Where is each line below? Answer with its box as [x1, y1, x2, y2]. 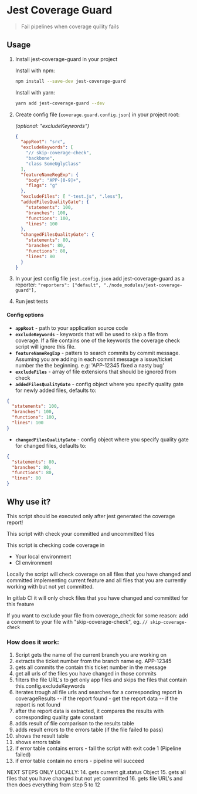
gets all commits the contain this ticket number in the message [15, 664, 167, 671]
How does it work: [6, 638, 59, 646]
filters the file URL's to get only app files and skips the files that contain [15, 676, 187, 684]
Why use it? [6, 497, 51, 507]
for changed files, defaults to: [15, 442, 87, 449]
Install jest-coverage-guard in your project [15, 55, 118, 62]
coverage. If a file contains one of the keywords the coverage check [15, 337, 181, 344]
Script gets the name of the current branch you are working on [15, 651, 167, 658]
